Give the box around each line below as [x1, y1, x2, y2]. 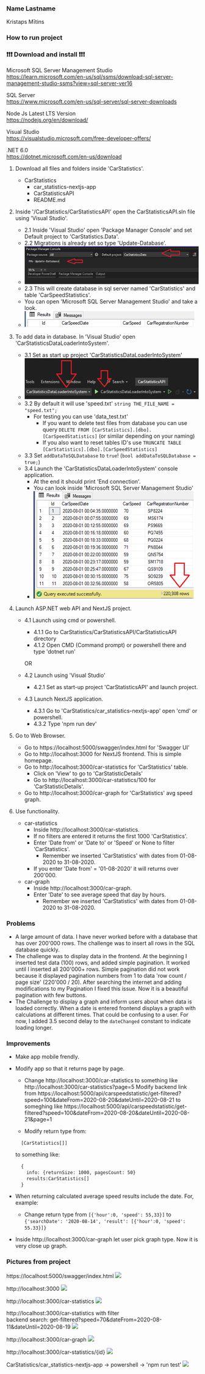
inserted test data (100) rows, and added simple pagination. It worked [15, 959, 190, 967]
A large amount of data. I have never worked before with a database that [15, 933, 198, 940]
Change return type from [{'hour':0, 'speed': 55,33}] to [24, 1211, 172, 1218]
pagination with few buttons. [15, 992, 87, 999]
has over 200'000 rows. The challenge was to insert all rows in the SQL [15, 940, 195, 947]
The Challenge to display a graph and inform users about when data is [15, 998, 192, 1005]
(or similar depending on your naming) [98, 432, 195, 440]
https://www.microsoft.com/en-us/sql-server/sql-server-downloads [6, 98, 177, 105]
